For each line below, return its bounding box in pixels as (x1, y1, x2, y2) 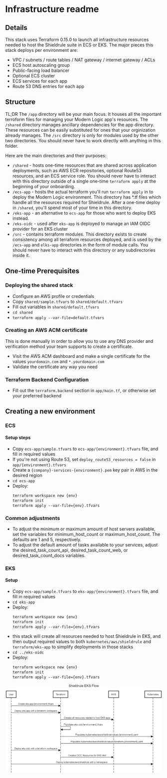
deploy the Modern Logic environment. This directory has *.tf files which (12, 194, 161, 200)
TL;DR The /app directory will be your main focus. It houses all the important (5, 111, 162, 117)
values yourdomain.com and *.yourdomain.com (12, 358, 105, 364)
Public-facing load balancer (12, 67, 70, 73)
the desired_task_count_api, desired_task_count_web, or (12, 547, 128, 553)
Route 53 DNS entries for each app (12, 83, 85, 89)
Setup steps (5, 435, 31, 440)
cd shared (12, 310, 33, 315)
